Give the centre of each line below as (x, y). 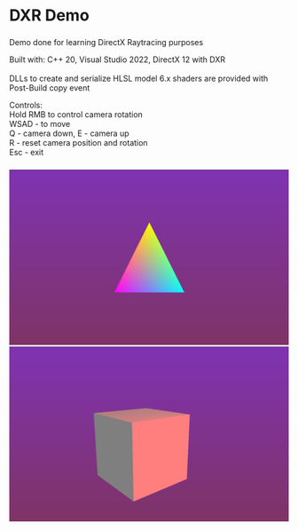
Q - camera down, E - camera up (69, 133)
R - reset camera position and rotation (78, 143)
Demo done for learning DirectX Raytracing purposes (106, 43)
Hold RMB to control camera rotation (76, 115)
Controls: (26, 105)
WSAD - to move (40, 124)
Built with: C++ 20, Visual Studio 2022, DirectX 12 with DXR (118, 59)
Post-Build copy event (50, 88)
